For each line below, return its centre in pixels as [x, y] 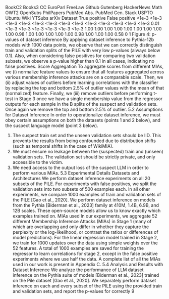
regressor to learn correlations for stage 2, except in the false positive [85, 253]
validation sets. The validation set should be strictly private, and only [84, 157]
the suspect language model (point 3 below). [52, 125]
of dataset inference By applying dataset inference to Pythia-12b [87, 39]
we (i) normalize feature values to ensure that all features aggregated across [85, 72]
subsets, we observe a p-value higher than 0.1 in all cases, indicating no [80, 61]
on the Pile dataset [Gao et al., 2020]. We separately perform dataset [84, 281]
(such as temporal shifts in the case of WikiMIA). [63, 146]
